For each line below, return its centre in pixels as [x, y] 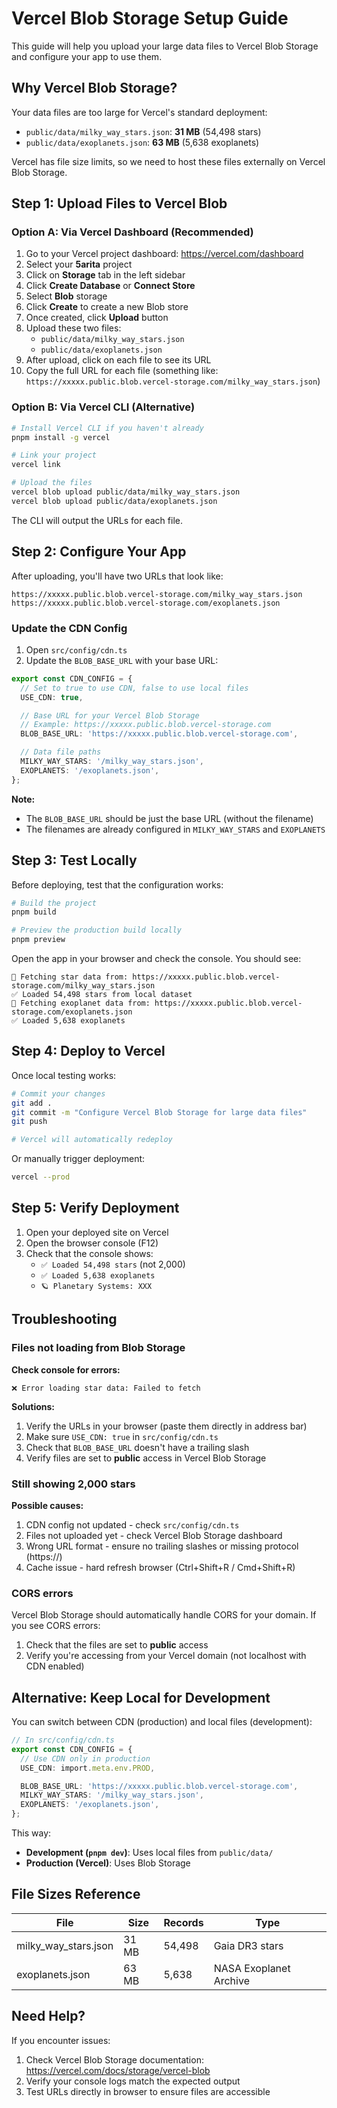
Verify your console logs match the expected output [133, 2081]
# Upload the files [52, 483]
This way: [31, 1833]
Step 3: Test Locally [74, 860]
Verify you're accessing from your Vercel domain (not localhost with [166, 1656]
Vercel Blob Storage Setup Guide [150, 18]
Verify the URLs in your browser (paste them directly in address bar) [166, 1426]
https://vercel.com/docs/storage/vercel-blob [118, 2070]
